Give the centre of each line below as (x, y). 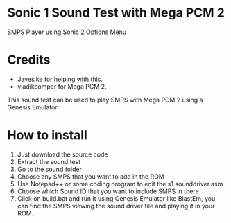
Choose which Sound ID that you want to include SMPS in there (108, 191)
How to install (48, 135)
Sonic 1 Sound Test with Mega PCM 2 (116, 13)
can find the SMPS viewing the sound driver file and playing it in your (116, 206)
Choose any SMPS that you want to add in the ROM (91, 176)
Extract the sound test (49, 161)
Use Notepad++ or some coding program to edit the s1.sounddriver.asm (120, 184)
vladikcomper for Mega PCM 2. (62, 86)
